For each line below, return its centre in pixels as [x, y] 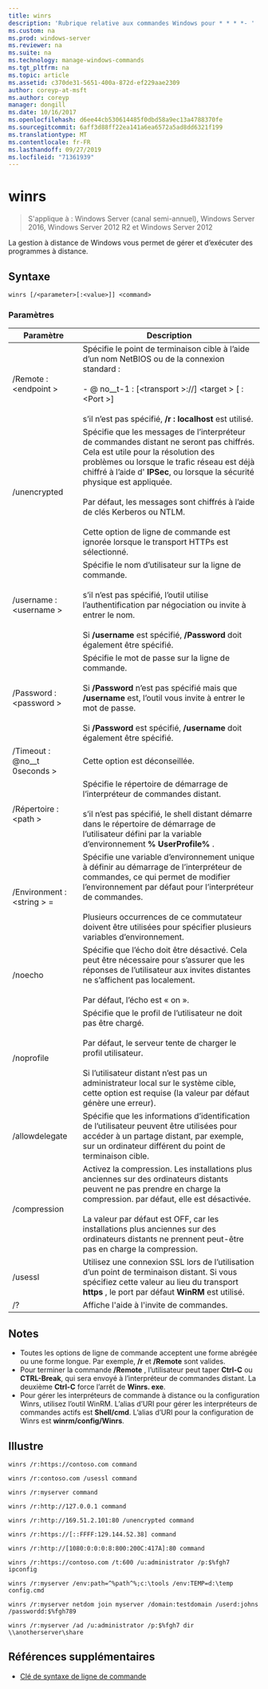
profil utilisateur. [113, 1053]
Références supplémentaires [82, 1657]
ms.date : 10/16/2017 [43, 113]
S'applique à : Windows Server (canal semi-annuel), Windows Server [141, 219]
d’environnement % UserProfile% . [148, 844]
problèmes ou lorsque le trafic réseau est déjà [169, 462]
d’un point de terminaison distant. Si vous [160, 1272]
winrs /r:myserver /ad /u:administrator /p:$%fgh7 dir [101, 1625]
